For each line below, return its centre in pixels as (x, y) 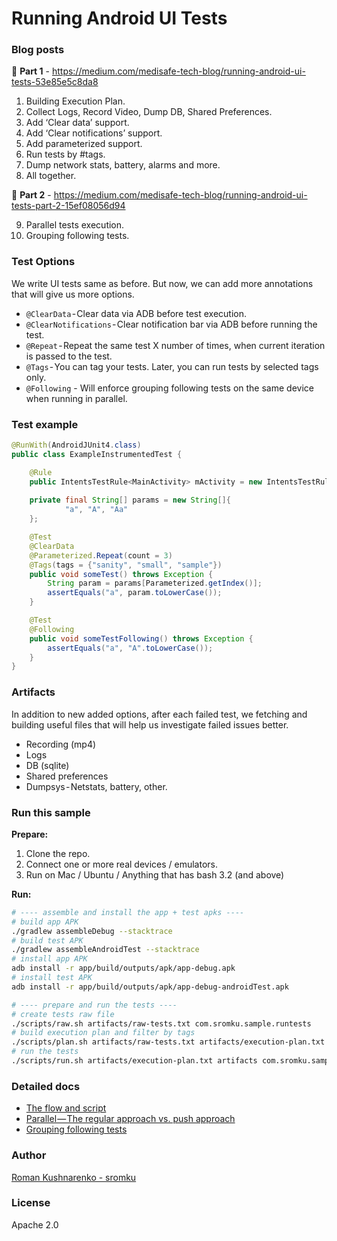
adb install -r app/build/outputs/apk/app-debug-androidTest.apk (150, 987)
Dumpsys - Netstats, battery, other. (96, 786)
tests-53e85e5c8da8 (55, 82)
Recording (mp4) (61, 744)
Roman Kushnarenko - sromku (74, 1177)
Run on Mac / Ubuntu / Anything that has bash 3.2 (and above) (155, 874)
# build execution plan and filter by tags (103, 1033)
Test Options (43, 262)
